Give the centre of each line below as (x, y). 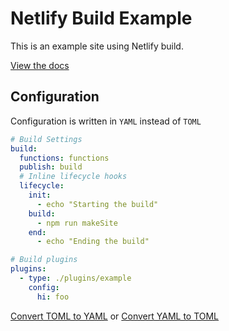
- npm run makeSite (77, 223)
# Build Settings (46, 139)
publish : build (51, 167)
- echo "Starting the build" (97, 204)
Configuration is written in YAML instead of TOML (106, 121)
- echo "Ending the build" (93, 242)
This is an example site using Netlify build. (97, 46)
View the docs (40, 65)
